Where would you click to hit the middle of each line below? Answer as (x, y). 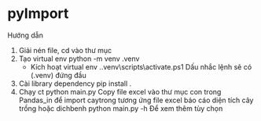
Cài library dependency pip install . (75, 84)
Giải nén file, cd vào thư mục (65, 50)
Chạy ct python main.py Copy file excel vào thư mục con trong (120, 91)
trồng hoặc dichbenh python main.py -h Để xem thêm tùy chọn (121, 108)
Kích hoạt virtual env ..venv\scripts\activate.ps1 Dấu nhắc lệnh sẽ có (141, 66)
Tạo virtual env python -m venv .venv (79, 59)
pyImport (38, 14)
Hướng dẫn (26, 35)
